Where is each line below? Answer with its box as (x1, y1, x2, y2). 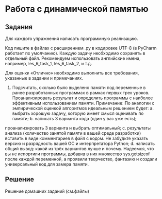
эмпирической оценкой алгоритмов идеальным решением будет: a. (12, 106, 154, 111)
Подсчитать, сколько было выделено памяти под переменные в (12, 85, 146, 90)
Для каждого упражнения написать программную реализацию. (5, 36, 138, 41)
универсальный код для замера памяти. (5, 162, 89, 167)
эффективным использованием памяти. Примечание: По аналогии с (12, 100, 155, 106)
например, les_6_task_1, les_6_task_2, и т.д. (5, 61, 92, 66)
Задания (5, 23, 33, 31)
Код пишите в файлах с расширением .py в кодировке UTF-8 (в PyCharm (5, 45, 157, 51)
